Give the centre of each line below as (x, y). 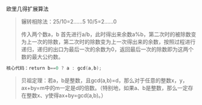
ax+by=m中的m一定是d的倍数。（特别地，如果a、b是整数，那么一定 (104, 88)
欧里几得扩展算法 (27, 9)
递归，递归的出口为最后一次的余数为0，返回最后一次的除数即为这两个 (107, 49)
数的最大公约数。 (42, 57)
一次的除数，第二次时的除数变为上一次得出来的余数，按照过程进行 (114, 42)
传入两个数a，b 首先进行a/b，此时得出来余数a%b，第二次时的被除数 (106, 34)
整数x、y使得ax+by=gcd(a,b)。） (66, 95)
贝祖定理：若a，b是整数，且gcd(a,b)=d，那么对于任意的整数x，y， (104, 80)
